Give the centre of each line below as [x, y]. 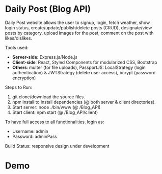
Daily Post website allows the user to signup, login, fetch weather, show [78, 22]
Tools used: [17, 47]
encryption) [24, 78]
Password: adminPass [35, 136]
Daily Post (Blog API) [48, 9]
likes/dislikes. [19, 38]
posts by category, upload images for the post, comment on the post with [79, 33]
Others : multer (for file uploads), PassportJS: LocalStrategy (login [79, 67]
